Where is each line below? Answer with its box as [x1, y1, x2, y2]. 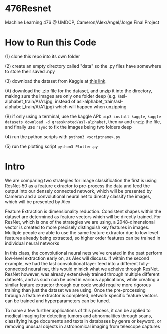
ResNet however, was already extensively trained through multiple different [5, 271, 160, 277]
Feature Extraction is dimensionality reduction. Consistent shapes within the [5, 208, 161, 214]
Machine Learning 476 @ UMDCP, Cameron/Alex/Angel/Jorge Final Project [5, 19, 160, 25]
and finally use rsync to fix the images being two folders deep [5, 124, 132, 130]
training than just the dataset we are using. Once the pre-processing [5, 287, 146, 293]
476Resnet [5, 3, 51, 14]
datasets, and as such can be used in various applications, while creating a [5, 276, 160, 282]
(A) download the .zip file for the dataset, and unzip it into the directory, [5, 88, 152, 94]
